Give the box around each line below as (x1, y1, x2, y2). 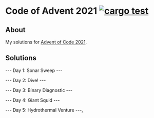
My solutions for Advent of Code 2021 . (5, 39, 87, 45)
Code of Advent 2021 (5, 5, 98, 17)
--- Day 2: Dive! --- (5, 77, 46, 83)
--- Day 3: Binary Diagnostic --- (5, 87, 73, 93)
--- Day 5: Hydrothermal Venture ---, (5, 107, 83, 113)
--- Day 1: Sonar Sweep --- (5, 67, 63, 74)
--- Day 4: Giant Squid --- (5, 97, 60, 103)
